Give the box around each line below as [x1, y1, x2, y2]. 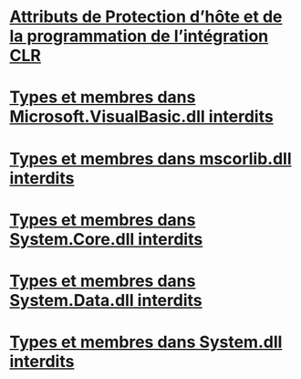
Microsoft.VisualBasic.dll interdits [9, 107, 274, 127]
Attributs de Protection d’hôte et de [9, 6, 283, 27]
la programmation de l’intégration [9, 26, 269, 47]
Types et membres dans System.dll [9, 332, 283, 353]
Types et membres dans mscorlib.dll [9, 148, 292, 169]
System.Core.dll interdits [9, 228, 203, 249]
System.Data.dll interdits [9, 290, 202, 311]
